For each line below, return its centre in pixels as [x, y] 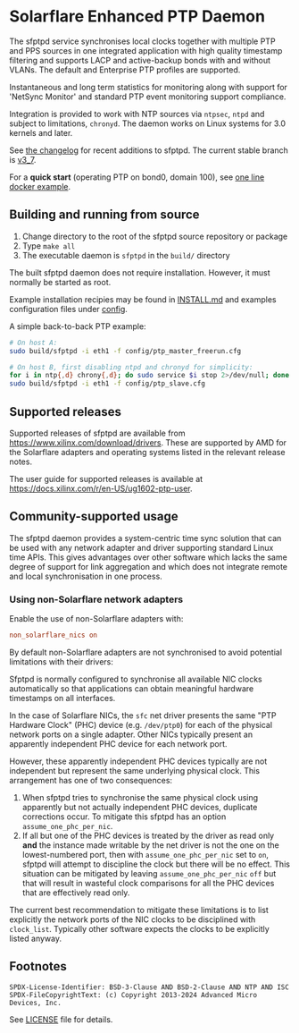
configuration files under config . [68, 309]
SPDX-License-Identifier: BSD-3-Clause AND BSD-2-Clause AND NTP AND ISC [149, 987]
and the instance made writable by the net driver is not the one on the [150, 845]
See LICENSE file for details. [61, 1019]
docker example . [40, 186]
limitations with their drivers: [61, 661]
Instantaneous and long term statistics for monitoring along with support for [149, 87]
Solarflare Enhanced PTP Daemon [137, 17]
